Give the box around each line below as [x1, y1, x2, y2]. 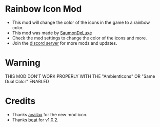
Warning [5, 57, 40, 69]
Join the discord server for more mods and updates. [12, 40, 117, 46]
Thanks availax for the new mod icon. [12, 111, 88, 117]
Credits [5, 96, 36, 107]
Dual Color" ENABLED [5, 78, 49, 84]
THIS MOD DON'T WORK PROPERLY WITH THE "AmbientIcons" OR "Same [5, 73, 155, 79]
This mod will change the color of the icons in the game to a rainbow [12, 19, 150, 25]
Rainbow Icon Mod [5, 3, 82, 15]
